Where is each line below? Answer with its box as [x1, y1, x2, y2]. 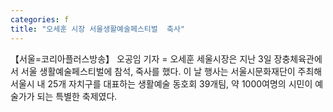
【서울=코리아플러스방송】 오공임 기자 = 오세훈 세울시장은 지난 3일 [10, 52, 272, 65]
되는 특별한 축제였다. [36, 90, 118, 102]
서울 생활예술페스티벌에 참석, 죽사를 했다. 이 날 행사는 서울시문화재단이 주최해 [20, 65, 323, 77]
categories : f [10, 14, 70, 25]
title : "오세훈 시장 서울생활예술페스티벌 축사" [10, 24, 186, 34]
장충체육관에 [273, 52, 323, 65]
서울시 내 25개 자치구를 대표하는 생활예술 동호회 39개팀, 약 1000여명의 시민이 [10, 77, 313, 90]
